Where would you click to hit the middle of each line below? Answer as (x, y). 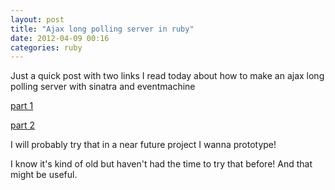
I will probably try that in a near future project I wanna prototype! (143, 145)
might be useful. (44, 175)
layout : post (37, 19)
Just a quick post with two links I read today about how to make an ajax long (167, 76)
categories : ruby (46, 47)
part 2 (23, 125)
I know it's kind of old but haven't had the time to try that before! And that (161, 164)
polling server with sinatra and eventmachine (103, 87)
